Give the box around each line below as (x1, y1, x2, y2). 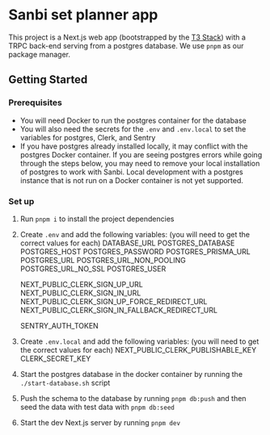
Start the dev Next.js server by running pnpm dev (19, 417, 180, 427)
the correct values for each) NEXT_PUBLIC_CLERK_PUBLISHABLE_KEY (19, 345, 257, 354)
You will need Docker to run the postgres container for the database (19, 115, 247, 125)
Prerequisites (8, 97, 62, 108)
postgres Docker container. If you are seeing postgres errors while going (19, 149, 263, 159)
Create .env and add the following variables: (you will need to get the (19, 229, 251, 239)
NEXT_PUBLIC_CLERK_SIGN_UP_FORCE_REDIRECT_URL (19, 296, 208, 306)
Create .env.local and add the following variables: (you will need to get (19, 337, 259, 346)
